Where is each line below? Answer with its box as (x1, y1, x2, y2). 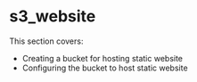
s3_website (9, 6, 96, 27)
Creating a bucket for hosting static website (21, 53, 184, 63)
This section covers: (9, 36, 84, 46)
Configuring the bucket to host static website (21, 62, 189, 73)
